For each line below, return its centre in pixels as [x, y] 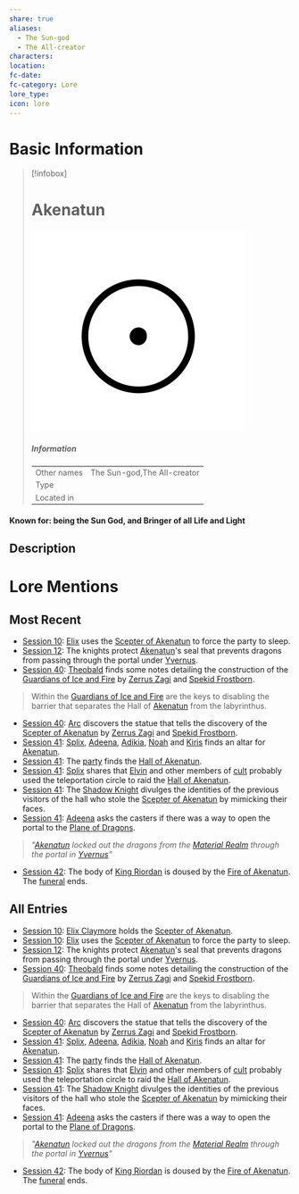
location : [28, 66]
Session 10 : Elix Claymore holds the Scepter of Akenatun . [128, 931]
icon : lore [29, 104]
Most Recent [46, 619]
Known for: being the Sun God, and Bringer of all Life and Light [127, 520]
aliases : [25, 28]
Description [42, 549]
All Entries [39, 910]
